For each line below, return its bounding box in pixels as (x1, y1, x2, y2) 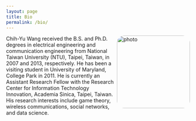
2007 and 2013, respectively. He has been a (6, 60, 112, 67)
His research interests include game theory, (6, 97, 111, 104)
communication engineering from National (6, 48, 108, 55)
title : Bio (6, 14, 33, 20)
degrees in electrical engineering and (6, 41, 96, 48)
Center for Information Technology (6, 85, 89, 92)
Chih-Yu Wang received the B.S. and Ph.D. (6, 35, 108, 42)
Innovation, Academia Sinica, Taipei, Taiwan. (6, 91, 113, 98)
